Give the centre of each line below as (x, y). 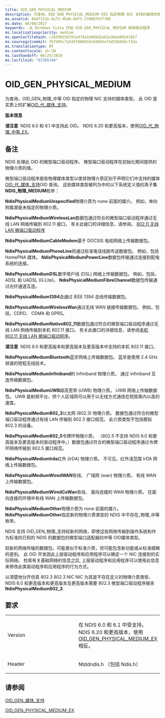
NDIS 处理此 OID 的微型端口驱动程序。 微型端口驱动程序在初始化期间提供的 (81, 162)
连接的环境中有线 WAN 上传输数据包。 (48, 498)
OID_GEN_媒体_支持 (25, 700)
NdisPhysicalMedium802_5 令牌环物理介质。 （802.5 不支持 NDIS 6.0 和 (79, 436)
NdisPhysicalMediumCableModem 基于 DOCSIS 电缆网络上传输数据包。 (79, 240)
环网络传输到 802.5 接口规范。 (36, 448)
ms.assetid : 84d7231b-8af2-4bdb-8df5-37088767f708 (58, 19)
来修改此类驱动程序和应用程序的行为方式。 (48, 566)
